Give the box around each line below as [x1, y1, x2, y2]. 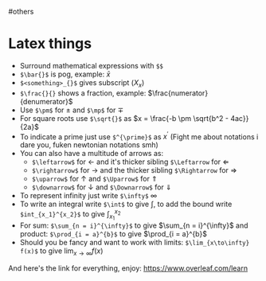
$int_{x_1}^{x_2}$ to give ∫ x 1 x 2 [19, 208, 121, 222]
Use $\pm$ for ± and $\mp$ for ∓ [19, 105, 124, 115]
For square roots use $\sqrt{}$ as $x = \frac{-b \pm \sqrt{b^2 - [19, 113, 229, 123]
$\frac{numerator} [147, 88, 209, 98]
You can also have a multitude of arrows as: [19, 149, 164, 158]
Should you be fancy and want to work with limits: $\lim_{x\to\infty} [19, 238, 250, 248]
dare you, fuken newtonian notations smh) [19, 140, 159, 150]
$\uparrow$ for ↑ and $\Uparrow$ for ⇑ [31, 174, 158, 184]
